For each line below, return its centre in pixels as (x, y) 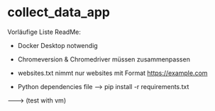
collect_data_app (59, 12)
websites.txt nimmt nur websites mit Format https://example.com (112, 73)
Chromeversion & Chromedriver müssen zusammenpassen (104, 59)
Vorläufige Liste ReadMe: (44, 32)
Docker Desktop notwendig (57, 45)
